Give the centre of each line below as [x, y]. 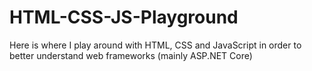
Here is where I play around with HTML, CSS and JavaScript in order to [155, 45]
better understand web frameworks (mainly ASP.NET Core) [131, 55]
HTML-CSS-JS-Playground [124, 17]
